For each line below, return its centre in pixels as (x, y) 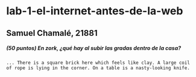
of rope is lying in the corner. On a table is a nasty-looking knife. (98, 68)
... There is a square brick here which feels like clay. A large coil (98, 63)
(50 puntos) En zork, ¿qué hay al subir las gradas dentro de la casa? (94, 48)
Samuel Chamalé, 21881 (52, 33)
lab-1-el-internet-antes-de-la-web (95, 11)
